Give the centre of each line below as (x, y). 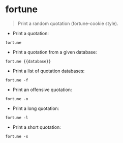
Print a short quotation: (37, 127)
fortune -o (17, 99)
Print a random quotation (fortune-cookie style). (68, 23)
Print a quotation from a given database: (55, 52)
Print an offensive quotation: (42, 90)
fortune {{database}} (28, 61)
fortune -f (17, 80)
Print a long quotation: (36, 108)
